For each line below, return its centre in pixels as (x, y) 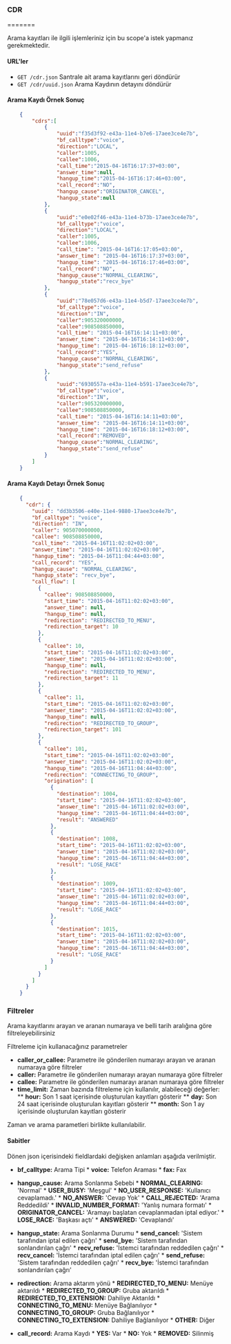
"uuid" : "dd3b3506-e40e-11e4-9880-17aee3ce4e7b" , (104, 511)
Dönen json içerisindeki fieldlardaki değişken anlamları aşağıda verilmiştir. (112, 1156)
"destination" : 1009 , (87, 884)
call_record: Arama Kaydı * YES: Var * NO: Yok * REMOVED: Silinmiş (115, 1333)
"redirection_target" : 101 (83, 730)
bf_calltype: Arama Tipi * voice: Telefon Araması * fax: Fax (102, 1169)
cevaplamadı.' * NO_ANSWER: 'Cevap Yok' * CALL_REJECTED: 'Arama (118, 1197)
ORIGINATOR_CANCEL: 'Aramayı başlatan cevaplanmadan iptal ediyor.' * (121, 1212)
